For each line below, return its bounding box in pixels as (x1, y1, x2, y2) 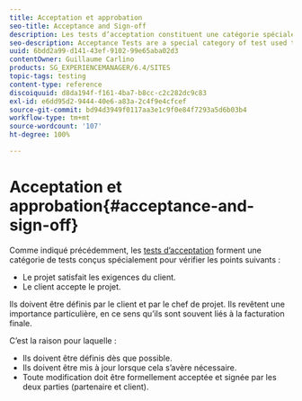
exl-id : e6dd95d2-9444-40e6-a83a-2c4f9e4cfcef (9, 96, 187, 106)
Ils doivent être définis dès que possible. (22, 352, 173, 363)
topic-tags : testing (9, 72, 87, 81)
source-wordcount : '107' (9, 122, 102, 131)
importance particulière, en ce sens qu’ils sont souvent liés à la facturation (9, 307, 285, 319)
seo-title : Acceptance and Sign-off (9, 22, 147, 31)
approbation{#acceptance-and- (9, 196, 254, 217)
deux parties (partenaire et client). (22, 381, 149, 392)
